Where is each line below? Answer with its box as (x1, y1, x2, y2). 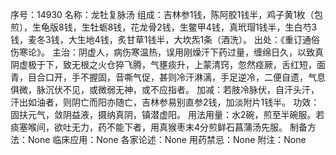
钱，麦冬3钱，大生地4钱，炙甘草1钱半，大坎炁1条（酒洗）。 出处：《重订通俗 (10, 34, 321, 45)
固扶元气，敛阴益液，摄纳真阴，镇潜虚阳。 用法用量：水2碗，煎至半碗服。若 (10, 109, 325, 120)
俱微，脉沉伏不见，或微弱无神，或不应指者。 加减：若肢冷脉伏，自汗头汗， (10, 84, 320, 95)
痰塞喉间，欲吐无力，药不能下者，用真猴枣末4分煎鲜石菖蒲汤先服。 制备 (10, 121, 308, 133)
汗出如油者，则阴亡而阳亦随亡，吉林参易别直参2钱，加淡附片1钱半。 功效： (10, 96, 320, 108)
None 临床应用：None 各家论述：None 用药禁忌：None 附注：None (27, 134, 307, 145)
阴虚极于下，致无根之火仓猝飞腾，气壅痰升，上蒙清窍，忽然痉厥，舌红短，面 (10, 59, 326, 70)
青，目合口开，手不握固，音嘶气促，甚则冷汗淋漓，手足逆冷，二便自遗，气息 (10, 71, 326, 83)
